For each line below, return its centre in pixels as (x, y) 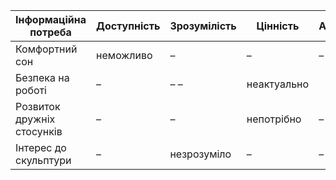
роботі (31, 90)
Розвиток (38, 106)
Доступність (128, 26)
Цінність (278, 26)
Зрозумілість (203, 26)
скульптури (43, 160)
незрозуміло (200, 154)
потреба (50, 32)
